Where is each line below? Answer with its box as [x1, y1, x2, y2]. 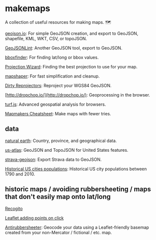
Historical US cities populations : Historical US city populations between [5, 166, 147, 172]
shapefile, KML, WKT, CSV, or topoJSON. [5, 35, 87, 41]
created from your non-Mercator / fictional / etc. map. [5, 229, 112, 235]
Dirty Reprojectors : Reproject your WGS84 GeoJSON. [5, 82, 112, 88]
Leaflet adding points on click [5, 215, 64, 221]
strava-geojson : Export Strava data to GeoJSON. [5, 156, 102, 162]
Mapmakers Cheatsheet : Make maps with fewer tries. [5, 111, 111, 116]
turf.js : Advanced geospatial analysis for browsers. [5, 101, 106, 107]
